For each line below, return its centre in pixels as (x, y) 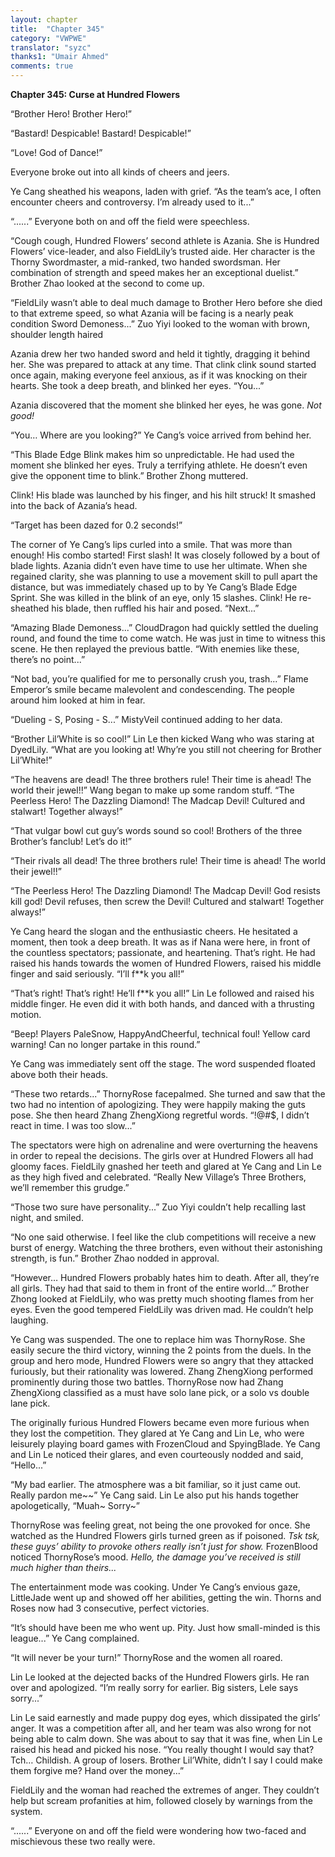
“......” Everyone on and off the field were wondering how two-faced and (158, 1830)
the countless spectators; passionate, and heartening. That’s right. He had (163, 952)
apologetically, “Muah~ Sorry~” (75, 1505)
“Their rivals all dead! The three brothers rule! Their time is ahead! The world (168, 860)
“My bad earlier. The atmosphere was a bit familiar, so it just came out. (156, 1484)
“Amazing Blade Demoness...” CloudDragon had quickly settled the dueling (164, 627)
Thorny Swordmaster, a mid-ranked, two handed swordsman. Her (145, 262)
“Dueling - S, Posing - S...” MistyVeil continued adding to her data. (146, 719)
